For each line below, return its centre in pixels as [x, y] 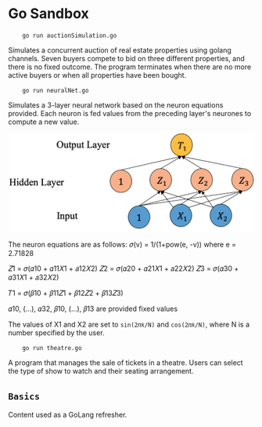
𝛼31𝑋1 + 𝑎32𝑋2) [34, 277]
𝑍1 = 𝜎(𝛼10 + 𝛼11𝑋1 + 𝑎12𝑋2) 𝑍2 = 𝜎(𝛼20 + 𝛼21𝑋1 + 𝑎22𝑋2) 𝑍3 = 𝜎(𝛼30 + [124, 268]
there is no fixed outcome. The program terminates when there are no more [130, 67]
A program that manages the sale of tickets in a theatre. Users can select [126, 363]
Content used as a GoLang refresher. [68, 415]
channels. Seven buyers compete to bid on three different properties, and [126, 58]
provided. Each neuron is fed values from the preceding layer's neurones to [130, 113]
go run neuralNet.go [56, 90]
